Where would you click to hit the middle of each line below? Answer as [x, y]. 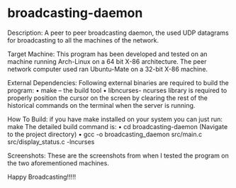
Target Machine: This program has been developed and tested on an [107, 54]
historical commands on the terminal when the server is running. [101, 105]
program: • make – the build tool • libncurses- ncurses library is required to [117, 90]
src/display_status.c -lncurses [51, 142]
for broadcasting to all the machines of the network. [83, 40]
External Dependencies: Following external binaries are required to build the [118, 82]
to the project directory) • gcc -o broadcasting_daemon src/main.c [105, 134]
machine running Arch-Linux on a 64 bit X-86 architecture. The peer [107, 61]
